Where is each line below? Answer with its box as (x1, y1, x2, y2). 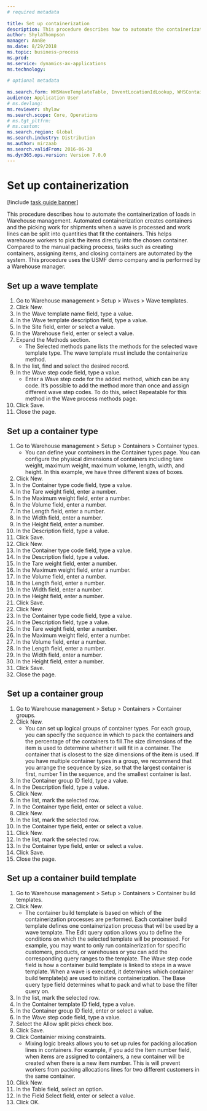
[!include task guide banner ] (7, 199, 79, 206)
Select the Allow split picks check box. (15, 1020, 114, 1027)
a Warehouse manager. (7, 263, 66, 271)
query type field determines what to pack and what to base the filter (25, 981, 198, 988)
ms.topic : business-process (7, 49, 79, 55)
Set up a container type (7, 425, 99, 437)
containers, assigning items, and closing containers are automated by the (7, 250, 193, 257)
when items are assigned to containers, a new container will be (25, 1053, 185, 1060)
